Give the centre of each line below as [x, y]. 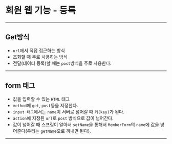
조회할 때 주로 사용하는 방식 [40, 57]
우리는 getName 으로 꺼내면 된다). [59, 131]
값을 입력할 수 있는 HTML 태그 [41, 99]
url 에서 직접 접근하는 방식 [39, 50]
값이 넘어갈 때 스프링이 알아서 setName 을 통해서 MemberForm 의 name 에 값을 [86, 124]
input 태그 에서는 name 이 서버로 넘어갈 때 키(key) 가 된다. [69, 112]
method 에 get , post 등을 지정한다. [45, 105]
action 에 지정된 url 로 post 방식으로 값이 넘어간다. [63, 118]
